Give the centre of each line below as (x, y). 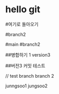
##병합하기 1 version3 (28, 55)
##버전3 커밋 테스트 (25, 65)
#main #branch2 (23, 44)
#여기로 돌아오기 (22, 24)
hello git (23, 9)
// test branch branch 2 (30, 76)
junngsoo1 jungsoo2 (26, 86)
